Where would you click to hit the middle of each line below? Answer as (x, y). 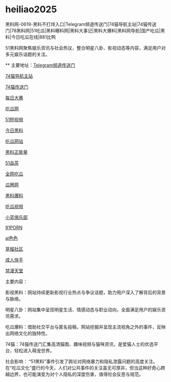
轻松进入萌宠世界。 (34, 350)
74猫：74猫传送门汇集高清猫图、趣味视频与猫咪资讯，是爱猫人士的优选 (80, 344)
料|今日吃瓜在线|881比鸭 (31, 37)
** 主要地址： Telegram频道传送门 (40, 65)
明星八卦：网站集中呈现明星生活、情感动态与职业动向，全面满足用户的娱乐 (83, 309)
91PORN (14, 227)
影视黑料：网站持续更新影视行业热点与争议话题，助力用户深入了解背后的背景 (85, 292)
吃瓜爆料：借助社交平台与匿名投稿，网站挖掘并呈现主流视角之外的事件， (81, 327)
